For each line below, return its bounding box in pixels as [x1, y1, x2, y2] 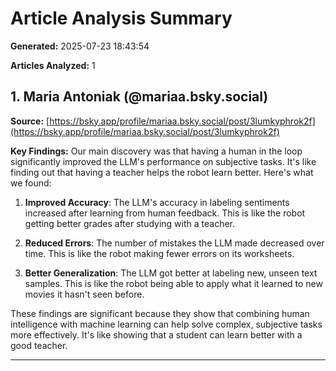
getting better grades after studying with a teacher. [24, 217, 236, 229]
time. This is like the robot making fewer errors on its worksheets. [24, 247, 295, 259]
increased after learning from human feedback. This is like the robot [24, 207, 306, 219]
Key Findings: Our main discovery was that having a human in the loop [10, 145, 303, 157]
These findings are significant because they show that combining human [10, 307, 310, 319]
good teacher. [10, 339, 68, 351]
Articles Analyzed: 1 [10, 59, 96, 71]
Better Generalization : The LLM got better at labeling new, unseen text [24, 267, 318, 279]
